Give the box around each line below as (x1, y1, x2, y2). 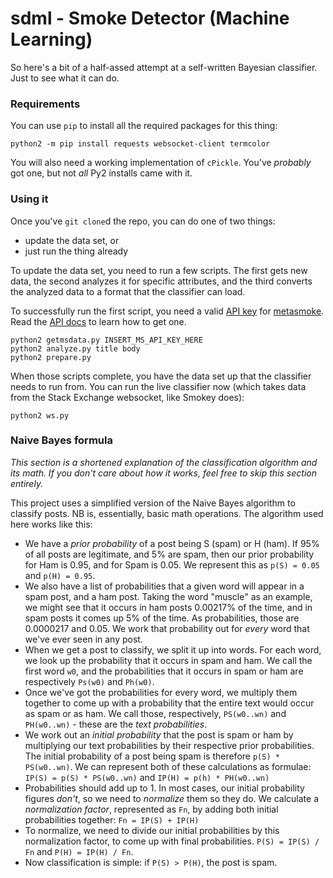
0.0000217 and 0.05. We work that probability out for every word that (24, 622, 310, 634)
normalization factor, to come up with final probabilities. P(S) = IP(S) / (24, 835, 320, 847)
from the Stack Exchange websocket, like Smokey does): (10, 391, 245, 403)
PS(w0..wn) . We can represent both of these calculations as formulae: (24, 760, 312, 772)
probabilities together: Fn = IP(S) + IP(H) (24, 813, 200, 826)
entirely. (10, 477, 44, 489)
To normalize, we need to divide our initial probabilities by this (24, 824, 280, 836)
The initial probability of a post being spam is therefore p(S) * (24, 750, 280, 762)
